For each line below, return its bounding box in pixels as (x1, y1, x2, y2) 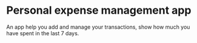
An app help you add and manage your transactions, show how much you (6, 23, 190, 30)
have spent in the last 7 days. (6, 29, 79, 36)
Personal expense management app (6, 4, 192, 17)
